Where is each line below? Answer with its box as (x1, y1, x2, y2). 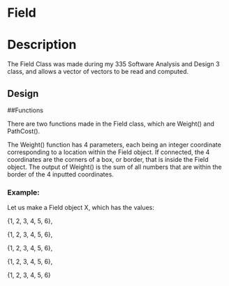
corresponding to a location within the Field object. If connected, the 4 (7, 148, 210, 156)
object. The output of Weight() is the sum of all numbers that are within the (7, 163, 222, 171)
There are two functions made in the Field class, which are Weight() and (7, 119, 214, 128)
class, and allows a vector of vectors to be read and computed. (7, 68, 189, 76)
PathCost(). (7, 127, 40, 135)
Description (7, 37, 77, 53)
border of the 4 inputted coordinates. (7, 170, 114, 179)
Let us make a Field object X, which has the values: (7, 204, 155, 212)
